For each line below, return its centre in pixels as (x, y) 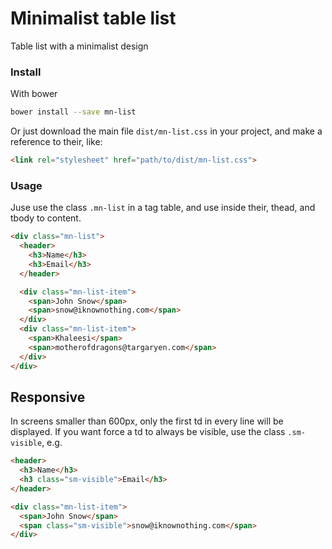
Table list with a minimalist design (79, 46)
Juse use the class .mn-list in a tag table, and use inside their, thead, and (163, 208)
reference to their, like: (56, 142)
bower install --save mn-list (73, 112)
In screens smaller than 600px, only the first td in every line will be (147, 421)
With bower (34, 94)
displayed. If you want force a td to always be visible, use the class (148, 432)
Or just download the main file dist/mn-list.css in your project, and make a (166, 131)
